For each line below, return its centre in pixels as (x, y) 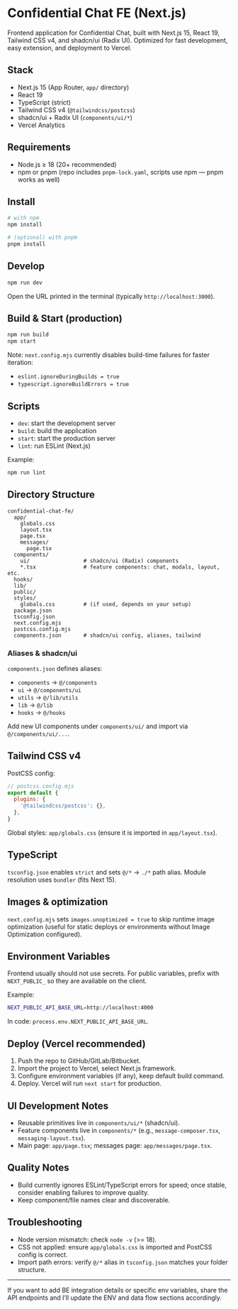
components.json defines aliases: (55, 668)
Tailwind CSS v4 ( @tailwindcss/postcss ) (76, 110)
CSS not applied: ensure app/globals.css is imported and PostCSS (115, 1247)
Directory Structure (51, 495)
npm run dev (25, 283)
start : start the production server (66, 438)
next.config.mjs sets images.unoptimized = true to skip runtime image (111, 919)
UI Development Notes (58, 1106)
